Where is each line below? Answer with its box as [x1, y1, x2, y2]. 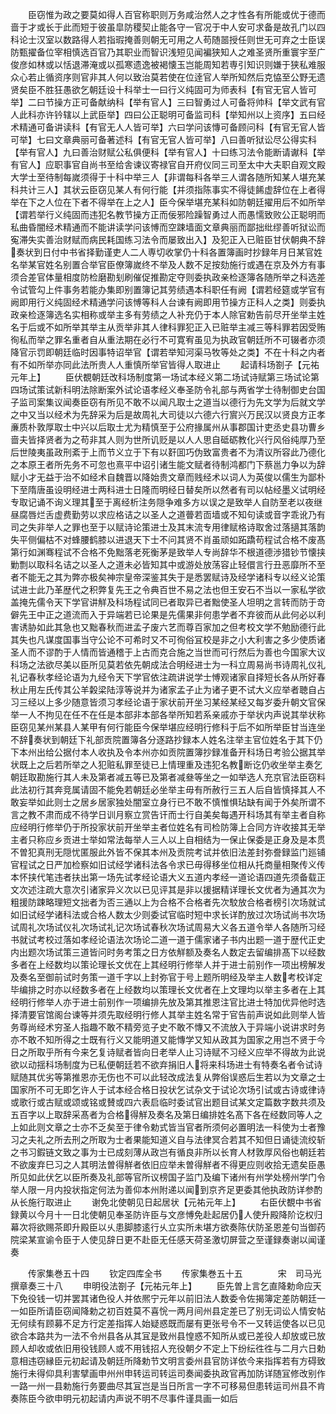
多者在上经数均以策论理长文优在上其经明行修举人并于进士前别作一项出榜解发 [10, 959, 326, 970]
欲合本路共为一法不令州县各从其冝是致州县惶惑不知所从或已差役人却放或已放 [10, 1330, 326, 1342]
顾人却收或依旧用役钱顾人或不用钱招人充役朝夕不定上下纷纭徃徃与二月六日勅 [10, 1343, 326, 1354]
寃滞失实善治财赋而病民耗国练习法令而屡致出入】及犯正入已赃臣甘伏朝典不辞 [10, 234, 326, 245]
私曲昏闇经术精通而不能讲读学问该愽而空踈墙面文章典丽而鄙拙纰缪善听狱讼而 [10, 221, 326, 233]
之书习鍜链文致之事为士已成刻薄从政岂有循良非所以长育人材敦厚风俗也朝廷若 [10, 1146, 326, 1158]
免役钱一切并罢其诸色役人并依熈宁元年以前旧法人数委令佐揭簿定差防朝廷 [18, 1293, 317, 1304]
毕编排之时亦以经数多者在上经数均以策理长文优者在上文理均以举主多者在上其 [10, 984, 326, 995]
